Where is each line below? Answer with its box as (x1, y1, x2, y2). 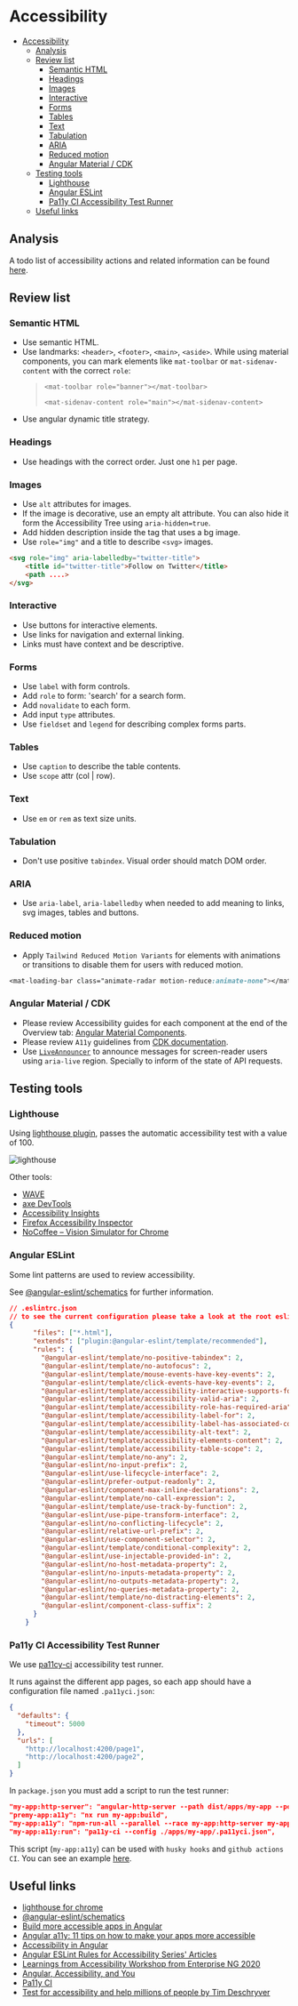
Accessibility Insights (21, 1208, 100, 1219)
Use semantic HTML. (21, 337, 99, 348)
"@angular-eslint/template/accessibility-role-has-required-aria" (41, 1403, 292, 1412)
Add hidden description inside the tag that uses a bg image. (21, 527, 241, 538)
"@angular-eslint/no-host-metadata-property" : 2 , (41, 1560, 228, 1569)
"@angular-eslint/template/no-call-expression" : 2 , (41, 1494, 237, 1503)
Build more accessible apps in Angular (21, 1921, 162, 1931)
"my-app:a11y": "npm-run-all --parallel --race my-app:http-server (9, 1818, 264, 1828)
